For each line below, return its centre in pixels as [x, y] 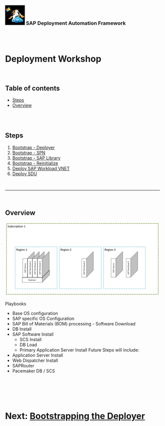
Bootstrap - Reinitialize [35, 163]
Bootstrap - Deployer [33, 147]
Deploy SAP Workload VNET [41, 168]
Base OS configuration [35, 313]
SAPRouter [23, 365]
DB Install [22, 329]
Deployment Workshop [53, 59]
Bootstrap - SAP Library [36, 158]
